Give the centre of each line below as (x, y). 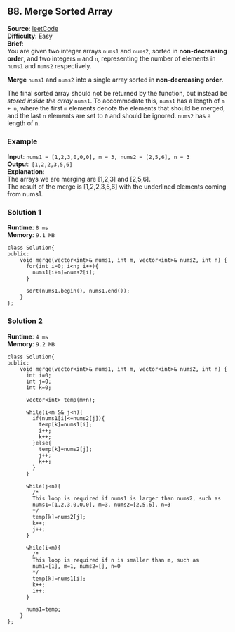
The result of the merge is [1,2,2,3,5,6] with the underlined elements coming (117, 187)
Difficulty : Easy (30, 36)
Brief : (15, 43)
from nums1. (25, 194)
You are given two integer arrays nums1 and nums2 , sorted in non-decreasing (117, 51)
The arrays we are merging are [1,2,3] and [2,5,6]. (79, 179)
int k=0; (39, 387)
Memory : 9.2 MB (31, 343)
